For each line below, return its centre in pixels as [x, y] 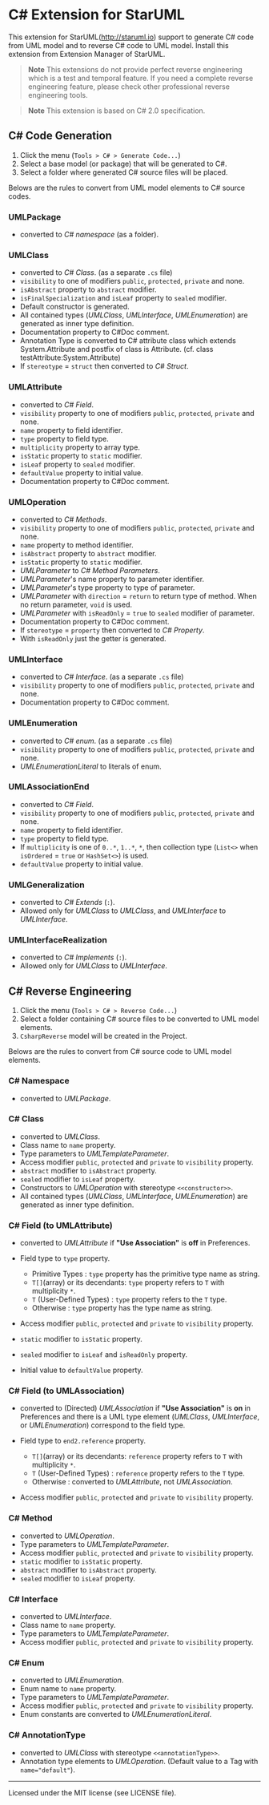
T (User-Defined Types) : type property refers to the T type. [129, 1299]
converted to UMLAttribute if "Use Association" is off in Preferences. [135, 1243]
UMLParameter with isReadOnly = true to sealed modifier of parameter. [137, 613]
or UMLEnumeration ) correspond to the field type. [102, 1425]
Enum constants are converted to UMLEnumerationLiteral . [116, 1714]
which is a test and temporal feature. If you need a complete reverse [141, 78]
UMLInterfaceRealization [58, 940]
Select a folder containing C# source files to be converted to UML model [139, 1019]
